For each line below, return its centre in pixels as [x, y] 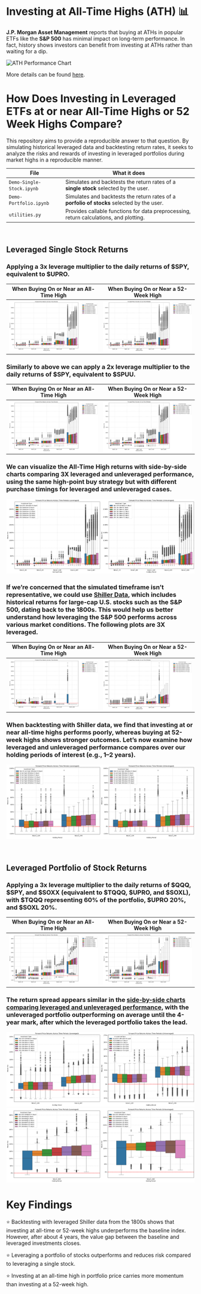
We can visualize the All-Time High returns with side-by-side [97, 467]
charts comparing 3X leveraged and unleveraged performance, [100, 475]
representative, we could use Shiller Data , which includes [91, 595]
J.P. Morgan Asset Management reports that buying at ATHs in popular [95, 32]
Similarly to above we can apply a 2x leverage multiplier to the [98, 367]
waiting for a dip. [27, 51]
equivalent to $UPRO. [38, 274]
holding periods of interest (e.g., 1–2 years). [71, 755]
